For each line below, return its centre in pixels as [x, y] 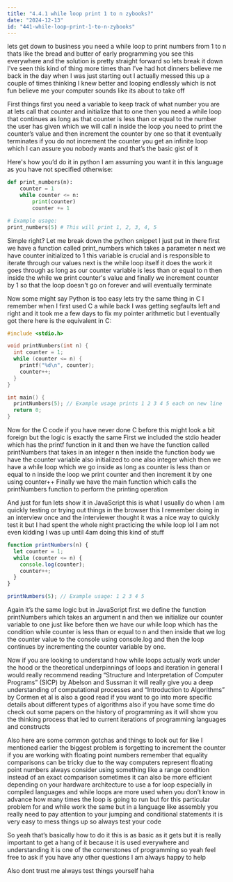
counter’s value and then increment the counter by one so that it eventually [115, 134]
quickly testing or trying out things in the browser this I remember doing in [113, 510]
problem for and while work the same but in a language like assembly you [113, 807]
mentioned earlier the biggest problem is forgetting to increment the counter [116, 748]
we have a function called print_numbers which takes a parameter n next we [116, 248]
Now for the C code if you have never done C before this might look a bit [111, 430]
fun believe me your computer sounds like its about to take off [96, 90]
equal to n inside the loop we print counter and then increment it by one [110, 474]
